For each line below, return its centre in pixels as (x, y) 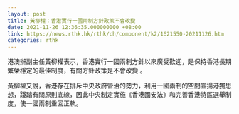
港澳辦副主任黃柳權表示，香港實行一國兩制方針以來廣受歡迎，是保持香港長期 (119, 62)
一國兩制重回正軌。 (54, 103)
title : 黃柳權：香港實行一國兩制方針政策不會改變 (71, 21)
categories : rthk (33, 41)
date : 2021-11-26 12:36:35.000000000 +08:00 (74, 27)
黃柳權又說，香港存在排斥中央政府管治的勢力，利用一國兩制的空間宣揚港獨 (116, 85)
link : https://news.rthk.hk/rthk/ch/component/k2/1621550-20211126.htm (116, 34)
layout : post (27, 14)
